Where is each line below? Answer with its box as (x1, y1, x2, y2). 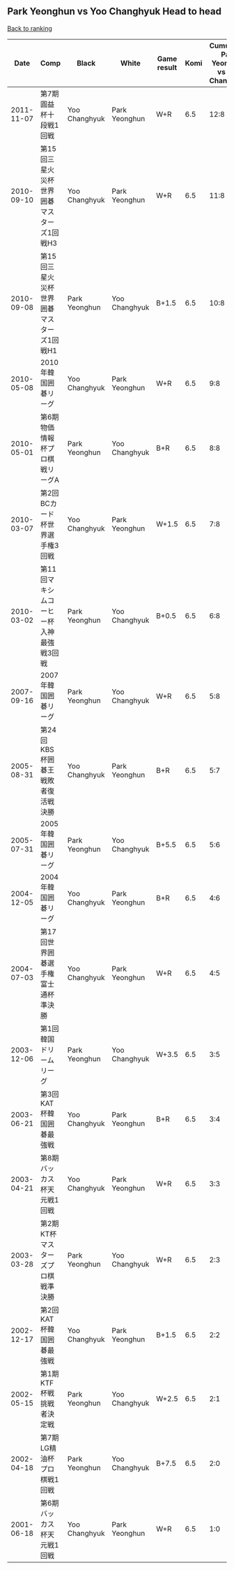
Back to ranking (7, 24, 52, 32)
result (157, 62, 178, 72)
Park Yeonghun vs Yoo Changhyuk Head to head (7, 6, 221, 17)
